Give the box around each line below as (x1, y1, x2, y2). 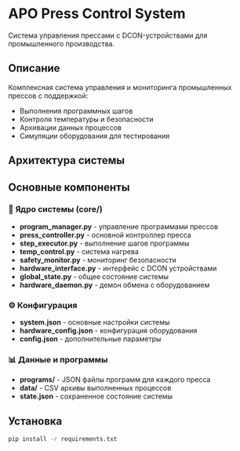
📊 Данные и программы (8, 355, 108, 366)
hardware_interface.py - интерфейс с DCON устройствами (19, 264, 217, 273)
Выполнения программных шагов (19, 106, 133, 115)
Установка (8, 414, 63, 427)
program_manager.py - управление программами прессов (19, 221, 218, 231)
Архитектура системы (8, 154, 125, 167)
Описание (8, 62, 60, 75)
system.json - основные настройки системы (19, 318, 170, 327)
